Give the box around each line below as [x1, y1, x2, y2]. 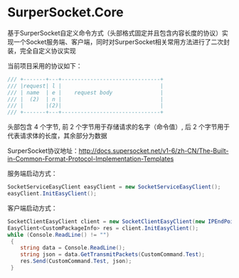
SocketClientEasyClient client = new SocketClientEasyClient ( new [7, 218, 205, 225]
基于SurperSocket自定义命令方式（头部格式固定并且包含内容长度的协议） [7, 28, 223, 37]
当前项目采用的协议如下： [7, 61, 83, 70]
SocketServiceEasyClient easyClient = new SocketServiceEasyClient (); [7, 183, 221, 191]
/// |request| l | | [7, 82, 164, 90]
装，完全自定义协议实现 [7, 46, 76, 55]
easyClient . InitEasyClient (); [7, 190, 97, 198]
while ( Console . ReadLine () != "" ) [7, 231, 110, 238]
